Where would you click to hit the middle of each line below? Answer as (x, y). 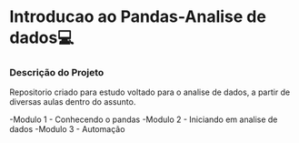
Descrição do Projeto (57, 73)
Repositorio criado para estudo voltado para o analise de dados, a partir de (150, 92)
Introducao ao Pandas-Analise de (138, 17)
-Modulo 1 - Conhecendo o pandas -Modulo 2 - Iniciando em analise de (144, 119)
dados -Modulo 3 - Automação (67, 129)
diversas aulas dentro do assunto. (73, 102)
